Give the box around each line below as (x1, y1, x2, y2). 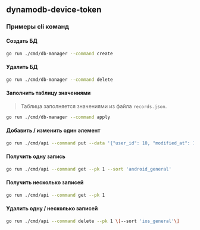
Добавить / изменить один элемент (6, 127, 101, 134)
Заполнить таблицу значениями (6, 89, 91, 97)
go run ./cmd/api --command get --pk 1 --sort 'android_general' (6, 166, 171, 172)
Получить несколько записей (6, 179, 84, 186)
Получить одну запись (6, 153, 65, 160)
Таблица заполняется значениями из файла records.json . (20, 102, 167, 109)
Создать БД (6, 37, 37, 44)
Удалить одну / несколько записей (6, 205, 98, 212)
